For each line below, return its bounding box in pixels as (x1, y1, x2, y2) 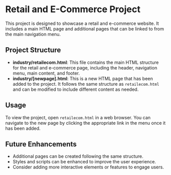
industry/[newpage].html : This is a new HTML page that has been (12, 75, 153, 82)
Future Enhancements (5, 139, 77, 148)
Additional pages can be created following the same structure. (12, 153, 144, 159)
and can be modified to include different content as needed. (12, 86, 139, 92)
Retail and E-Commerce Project (5, 4, 141, 15)
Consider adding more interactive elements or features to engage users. (12, 164, 164, 170)
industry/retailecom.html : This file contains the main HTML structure (12, 59, 159, 65)
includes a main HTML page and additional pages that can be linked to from (5, 25, 164, 31)
